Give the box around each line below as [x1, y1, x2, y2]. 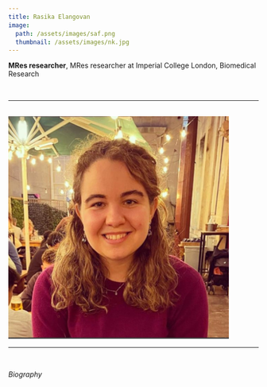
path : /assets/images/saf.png [15, 29, 115, 37]
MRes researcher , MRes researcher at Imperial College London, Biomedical [8, 60, 257, 71]
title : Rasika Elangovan [8, 13, 91, 21]
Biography [8, 370, 42, 379]
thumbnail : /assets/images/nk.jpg [15, 38, 130, 46]
